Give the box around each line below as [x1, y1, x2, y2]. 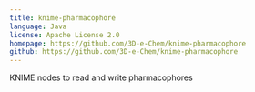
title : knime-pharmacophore [9, 13, 117, 23]
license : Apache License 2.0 [9, 30, 120, 39]
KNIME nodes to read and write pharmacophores [9, 72, 193, 83]
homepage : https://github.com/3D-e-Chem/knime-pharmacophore [9, 38, 247, 48]
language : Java [9, 22, 67, 31]
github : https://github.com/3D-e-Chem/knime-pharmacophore [9, 47, 239, 56]
